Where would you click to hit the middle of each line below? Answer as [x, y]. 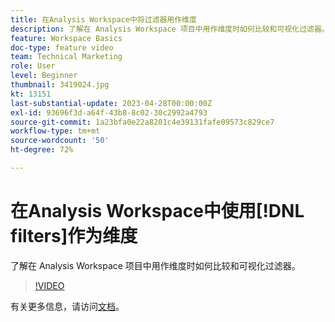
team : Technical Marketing [66, 57]
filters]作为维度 [74, 236]
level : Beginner [44, 76]
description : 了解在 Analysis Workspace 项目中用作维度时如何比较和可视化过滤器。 [170, 29]
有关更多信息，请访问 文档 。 [67, 306]
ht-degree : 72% [42, 150]
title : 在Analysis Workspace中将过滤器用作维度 [103, 19]
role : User [33, 66]
